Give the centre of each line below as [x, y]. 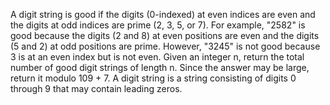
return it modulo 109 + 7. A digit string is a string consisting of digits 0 [153, 78]
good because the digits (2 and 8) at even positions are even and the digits [165, 35]
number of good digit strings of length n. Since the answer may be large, [160, 67]
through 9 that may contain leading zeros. [96, 88]
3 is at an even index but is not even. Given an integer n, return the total [157, 57]
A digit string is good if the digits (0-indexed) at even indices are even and [163, 14]
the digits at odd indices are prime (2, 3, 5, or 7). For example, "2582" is [158, 25]
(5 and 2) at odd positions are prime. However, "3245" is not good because [165, 46]
